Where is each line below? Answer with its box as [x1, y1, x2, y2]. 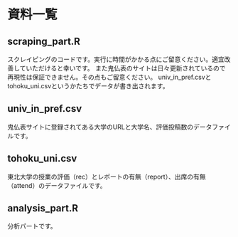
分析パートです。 [7, 222, 57, 231]
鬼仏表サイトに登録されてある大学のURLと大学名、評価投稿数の [7, 122, 194, 131]
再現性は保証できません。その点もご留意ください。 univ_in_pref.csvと [7, 73, 212, 81]
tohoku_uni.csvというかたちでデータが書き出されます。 [7, 82, 169, 90]
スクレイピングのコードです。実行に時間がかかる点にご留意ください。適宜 [7, 55, 225, 63]
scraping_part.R [7, 35, 80, 47]
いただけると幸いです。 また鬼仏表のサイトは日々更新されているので [26, 64, 226, 72]
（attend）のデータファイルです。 [7, 181, 107, 189]
